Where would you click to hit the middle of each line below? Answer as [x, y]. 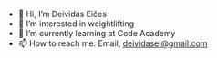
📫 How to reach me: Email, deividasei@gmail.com [113, 43]
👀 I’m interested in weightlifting [76, 24]
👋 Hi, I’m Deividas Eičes [62, 14]
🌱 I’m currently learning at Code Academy [97, 33]
